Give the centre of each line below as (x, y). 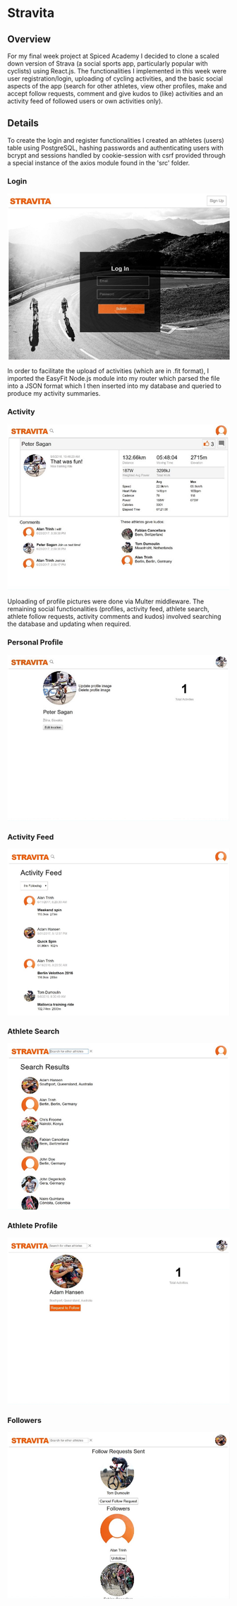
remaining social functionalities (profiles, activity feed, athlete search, (108, 609)
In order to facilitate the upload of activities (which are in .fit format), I (108, 371)
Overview (29, 39)
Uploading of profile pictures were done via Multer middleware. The (106, 601)
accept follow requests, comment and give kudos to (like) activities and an (115, 94)
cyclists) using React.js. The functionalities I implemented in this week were (117, 71)
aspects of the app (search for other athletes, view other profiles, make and (117, 86)
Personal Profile (35, 642)
